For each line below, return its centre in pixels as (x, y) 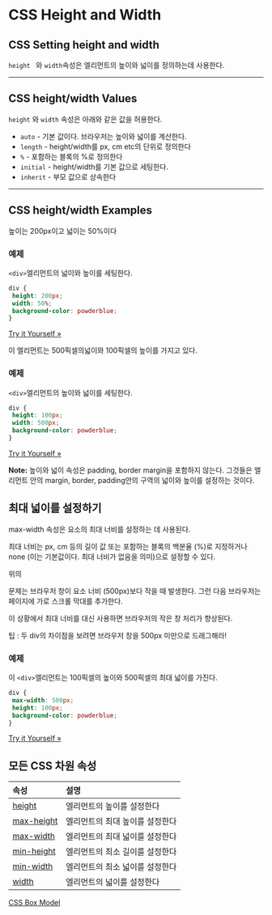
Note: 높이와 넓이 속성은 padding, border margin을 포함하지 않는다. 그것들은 (130, 470)
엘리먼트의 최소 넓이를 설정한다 (121, 867)
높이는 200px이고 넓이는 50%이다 (63, 231)
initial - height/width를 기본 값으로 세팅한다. (94, 167)
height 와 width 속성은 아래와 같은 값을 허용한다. (85, 119)
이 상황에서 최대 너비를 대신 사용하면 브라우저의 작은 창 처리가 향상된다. (121, 618)
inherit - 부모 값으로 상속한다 (68, 176)
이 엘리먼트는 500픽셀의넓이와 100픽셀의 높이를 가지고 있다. (103, 350)
